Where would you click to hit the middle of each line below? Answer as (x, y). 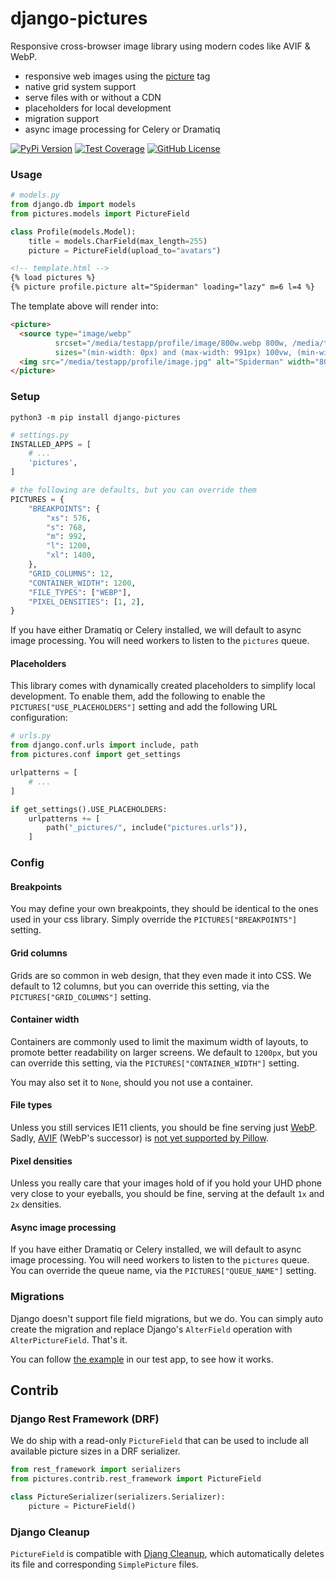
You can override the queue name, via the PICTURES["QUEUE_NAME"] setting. (163, 1271)
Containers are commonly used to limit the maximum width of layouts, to (159, 1041)
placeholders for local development (98, 108)
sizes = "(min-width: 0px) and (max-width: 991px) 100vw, (173, 352)
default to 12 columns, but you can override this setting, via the (140, 986)
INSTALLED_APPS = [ (51, 444)
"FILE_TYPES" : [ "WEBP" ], (80, 592)
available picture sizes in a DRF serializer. (95, 1451)
